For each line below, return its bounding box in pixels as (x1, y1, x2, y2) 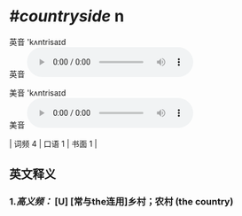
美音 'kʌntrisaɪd (9, 87, 66, 98)
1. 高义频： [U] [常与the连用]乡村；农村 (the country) (9, 196, 234, 208)
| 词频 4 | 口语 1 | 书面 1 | (9, 138, 98, 149)
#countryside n (9, 6, 125, 27)
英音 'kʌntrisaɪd (9, 36, 66, 47)
